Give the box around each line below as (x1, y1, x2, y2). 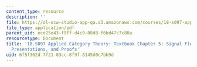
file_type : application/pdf (6, 24, 75, 31)
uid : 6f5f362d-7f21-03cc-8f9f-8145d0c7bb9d (6, 52, 114, 58)
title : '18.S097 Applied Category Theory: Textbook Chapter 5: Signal (6, 41, 182, 47)
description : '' (6, 14, 46, 20)
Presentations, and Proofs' (11, 47, 80, 52)
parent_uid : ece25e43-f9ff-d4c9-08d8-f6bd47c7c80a (6, 30, 133, 36)
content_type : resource (6, 8, 64, 15)
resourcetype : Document (6, 36, 64, 41)
